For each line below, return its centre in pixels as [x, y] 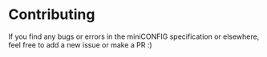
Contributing [52, 15]
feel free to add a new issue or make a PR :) [80, 44]
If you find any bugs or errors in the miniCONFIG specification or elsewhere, [134, 36]
